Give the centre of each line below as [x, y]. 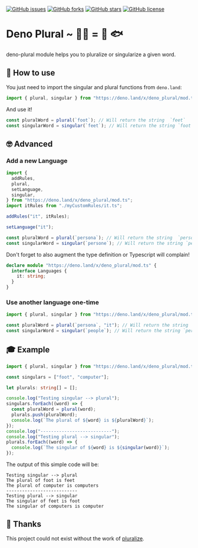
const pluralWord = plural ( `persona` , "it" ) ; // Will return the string [97, 325]
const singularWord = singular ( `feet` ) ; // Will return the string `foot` [100, 126]
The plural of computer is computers [52, 486]
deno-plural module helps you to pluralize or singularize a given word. [91, 54]
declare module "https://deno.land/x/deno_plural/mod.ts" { [82, 265]
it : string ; [31, 276]
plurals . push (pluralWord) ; [44, 415]
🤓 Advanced [29, 144]
